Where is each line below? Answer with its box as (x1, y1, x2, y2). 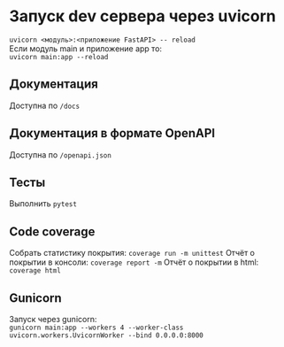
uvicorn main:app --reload (9, 52, 109, 61)
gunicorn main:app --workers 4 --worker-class (9, 323, 184, 332)
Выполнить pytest (9, 198, 78, 209)
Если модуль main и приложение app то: (9, 42, 162, 54)
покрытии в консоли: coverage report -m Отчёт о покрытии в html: (9, 257, 259, 267)
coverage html (9, 266, 62, 275)
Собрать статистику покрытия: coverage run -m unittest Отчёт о (9, 248, 255, 258)
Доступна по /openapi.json (9, 149, 112, 160)
